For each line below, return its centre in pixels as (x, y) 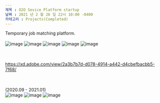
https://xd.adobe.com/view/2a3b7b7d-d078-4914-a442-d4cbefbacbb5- (80, 64)
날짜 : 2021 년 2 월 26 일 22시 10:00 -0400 (49, 14)
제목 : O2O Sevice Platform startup (42, 10)
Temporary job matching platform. (40, 33)
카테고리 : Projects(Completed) (37, 19)
